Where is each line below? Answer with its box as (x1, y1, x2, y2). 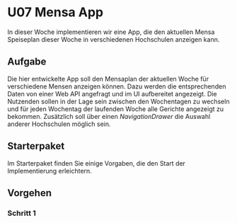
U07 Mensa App (7, 4, 104, 21)
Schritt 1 (7, 208, 37, 218)
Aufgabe (7, 56, 47, 68)
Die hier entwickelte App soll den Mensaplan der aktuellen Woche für (7, 74, 209, 83)
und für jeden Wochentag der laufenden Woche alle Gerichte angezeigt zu (7, 104, 224, 113)
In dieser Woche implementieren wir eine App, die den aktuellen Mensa (7, 28, 215, 36)
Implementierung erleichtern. (7, 166, 92, 175)
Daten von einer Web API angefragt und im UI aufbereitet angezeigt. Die (7, 89, 217, 98)
